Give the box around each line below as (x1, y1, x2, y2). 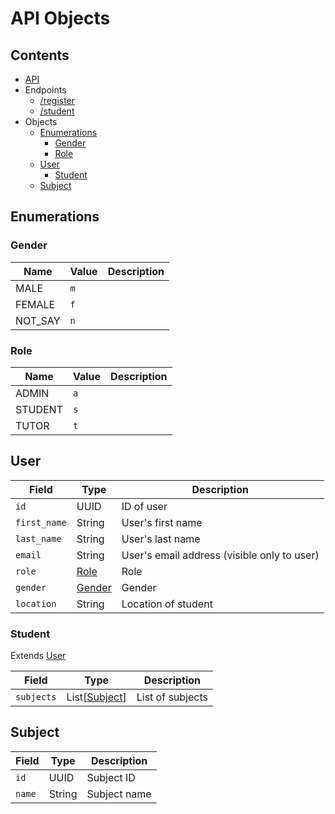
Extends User (10, 650, 67, 662)
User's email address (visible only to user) (121, 548, 320, 562)
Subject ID (86, 770, 136, 784)
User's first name (121, 515, 203, 529)
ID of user (121, 499, 168, 513)
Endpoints (24, 84, 67, 96)
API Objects (10, 7, 111, 30)
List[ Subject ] (66, 690, 127, 704)
